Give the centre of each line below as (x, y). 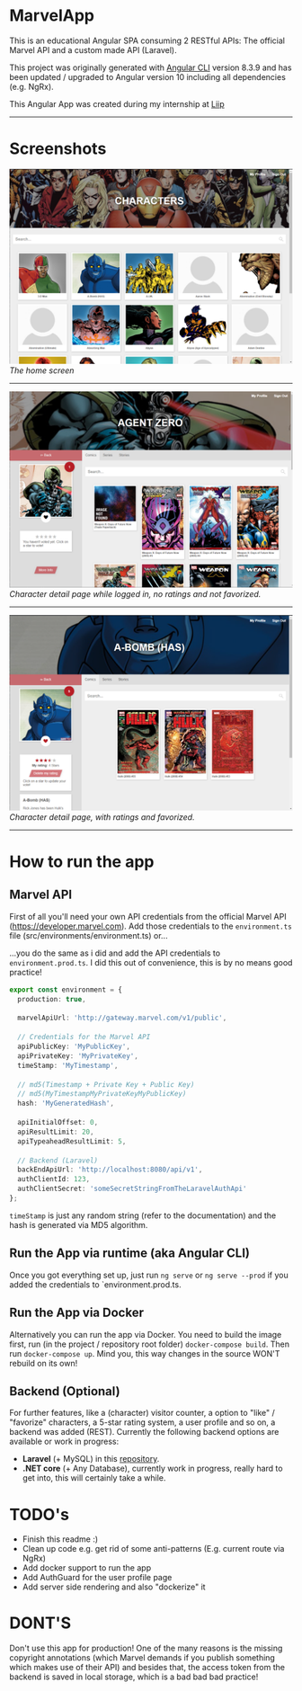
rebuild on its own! (44, 1363)
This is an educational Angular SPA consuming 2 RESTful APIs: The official (147, 40)
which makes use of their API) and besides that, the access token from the (147, 1668)
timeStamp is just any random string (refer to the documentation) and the (143, 1215)
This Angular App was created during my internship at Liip (117, 103)
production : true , (52, 999)
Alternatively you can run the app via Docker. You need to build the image (146, 1334)
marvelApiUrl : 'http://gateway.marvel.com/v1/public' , (122, 1018)
